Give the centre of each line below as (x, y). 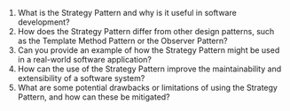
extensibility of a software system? (81, 78)
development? (43, 22)
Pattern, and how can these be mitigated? (94, 97)
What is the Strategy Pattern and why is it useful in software (127, 13)
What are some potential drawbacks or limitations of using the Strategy (147, 88)
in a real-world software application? (85, 59)
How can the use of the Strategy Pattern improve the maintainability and (149, 69)
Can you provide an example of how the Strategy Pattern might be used (149, 50)
